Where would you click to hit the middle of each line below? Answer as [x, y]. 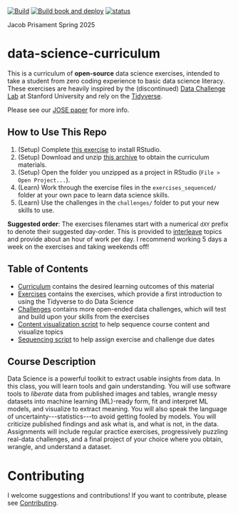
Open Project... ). [44, 180]
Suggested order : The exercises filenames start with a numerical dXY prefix [118, 224]
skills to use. [36, 210]
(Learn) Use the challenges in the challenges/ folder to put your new [118, 202]
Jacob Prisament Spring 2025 [51, 25]
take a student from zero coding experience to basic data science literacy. [116, 81]
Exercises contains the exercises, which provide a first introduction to [120, 294]
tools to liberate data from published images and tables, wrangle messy [112, 394]
